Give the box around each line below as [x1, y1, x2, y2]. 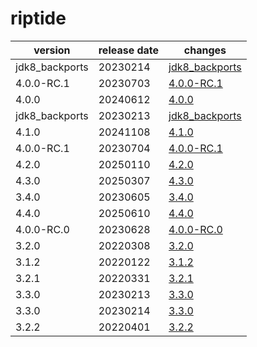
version [33, 43, 71, 57]
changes [183, 43, 227, 57]
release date [98, 43, 160, 57]
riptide [10, 7, 67, 30]
